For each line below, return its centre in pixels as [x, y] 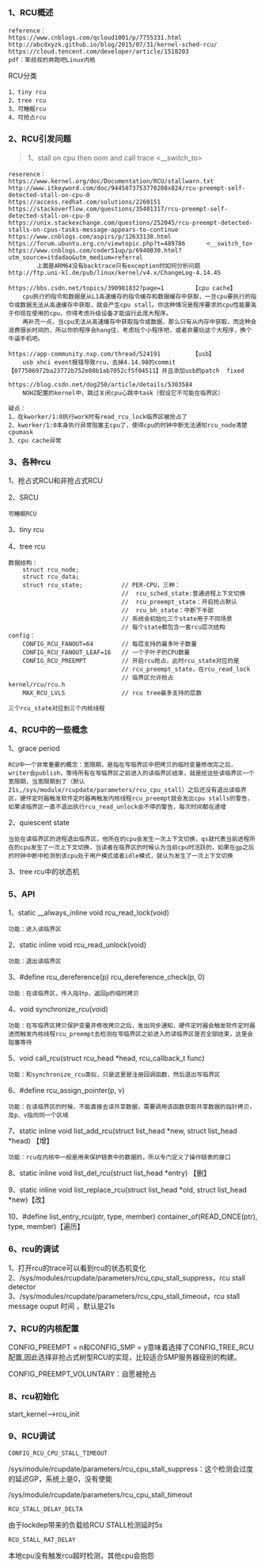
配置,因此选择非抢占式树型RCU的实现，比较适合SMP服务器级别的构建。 [125, 1357]
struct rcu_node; [51, 569]
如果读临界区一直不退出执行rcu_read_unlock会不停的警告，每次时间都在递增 [117, 807]
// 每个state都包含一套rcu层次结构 [173, 627]
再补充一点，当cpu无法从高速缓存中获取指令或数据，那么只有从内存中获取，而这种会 [140, 322]
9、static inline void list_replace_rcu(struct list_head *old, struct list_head [127, 1190]
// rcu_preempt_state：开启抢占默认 [179, 602]
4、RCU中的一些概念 [48, 729]
